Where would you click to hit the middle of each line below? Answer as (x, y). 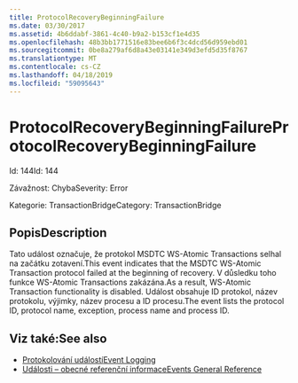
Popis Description (58, 233)
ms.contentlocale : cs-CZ (55, 67)
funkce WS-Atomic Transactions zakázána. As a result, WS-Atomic (130, 282)
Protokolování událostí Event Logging (89, 360)
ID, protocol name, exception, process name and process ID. (120, 310)
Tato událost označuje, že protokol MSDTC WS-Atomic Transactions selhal (145, 254)
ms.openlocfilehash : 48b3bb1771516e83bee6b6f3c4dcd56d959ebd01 (129, 42)
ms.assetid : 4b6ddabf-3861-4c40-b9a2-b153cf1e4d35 (105, 34)
